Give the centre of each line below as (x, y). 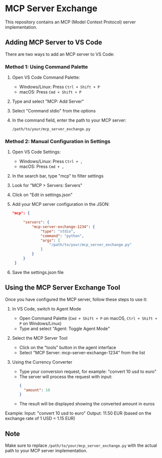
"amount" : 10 (37, 390)
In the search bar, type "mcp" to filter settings (58, 176)
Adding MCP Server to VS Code (54, 43)
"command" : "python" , (62, 236)
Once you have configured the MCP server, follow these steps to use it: (76, 299)
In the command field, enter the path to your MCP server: (69, 120)
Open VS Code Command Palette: (46, 77)
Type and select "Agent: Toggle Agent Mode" (65, 329)
